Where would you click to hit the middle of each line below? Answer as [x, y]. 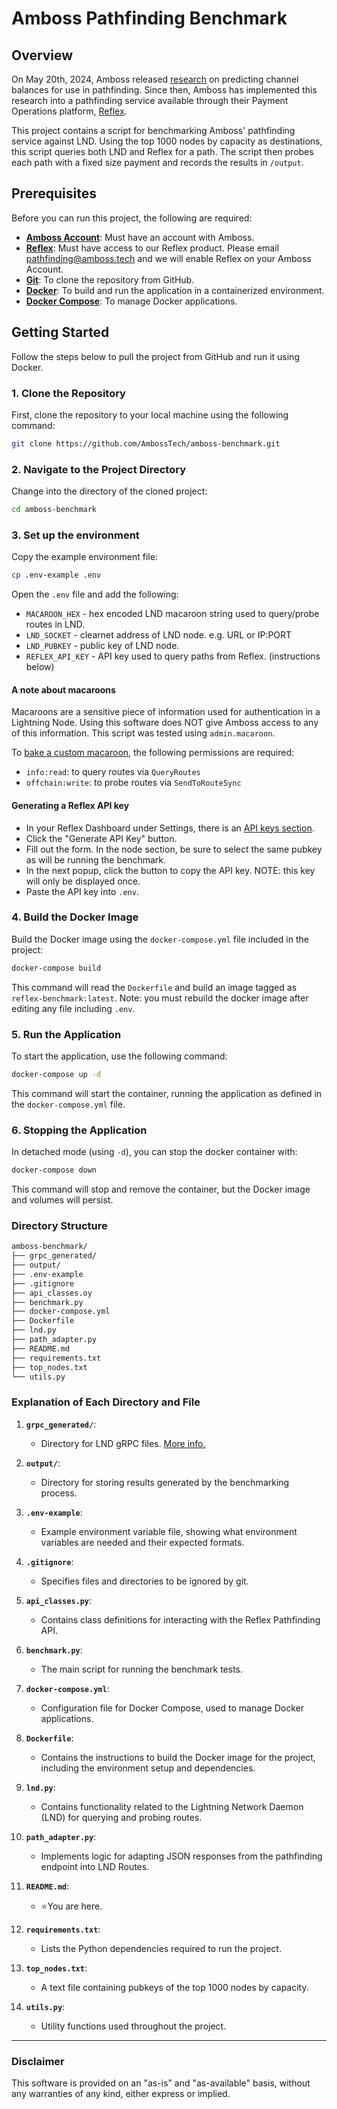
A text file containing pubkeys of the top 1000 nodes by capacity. [174, 1987]
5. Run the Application [66, 1034]
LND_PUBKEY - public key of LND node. [102, 646]
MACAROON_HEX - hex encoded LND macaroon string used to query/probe [172, 614]
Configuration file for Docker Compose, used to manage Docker [172, 1708]
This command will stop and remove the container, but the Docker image [161, 1189]
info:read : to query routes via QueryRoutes [113, 772]
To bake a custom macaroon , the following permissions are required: [152, 753]
